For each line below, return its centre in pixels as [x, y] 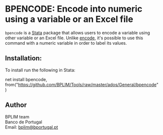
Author [16, 105]
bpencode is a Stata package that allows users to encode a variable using [78, 33]
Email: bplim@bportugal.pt [32, 127]
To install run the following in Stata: [40, 70]
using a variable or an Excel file [69, 19]
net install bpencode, [26, 79]
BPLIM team [17, 117]
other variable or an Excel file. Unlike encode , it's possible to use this [74, 38]
